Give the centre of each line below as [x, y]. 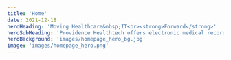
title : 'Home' [27, 13]
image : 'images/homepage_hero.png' [58, 46]
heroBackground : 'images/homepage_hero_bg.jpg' [77, 39]
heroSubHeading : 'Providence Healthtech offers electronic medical [106, 33]
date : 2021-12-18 [32, 20]
